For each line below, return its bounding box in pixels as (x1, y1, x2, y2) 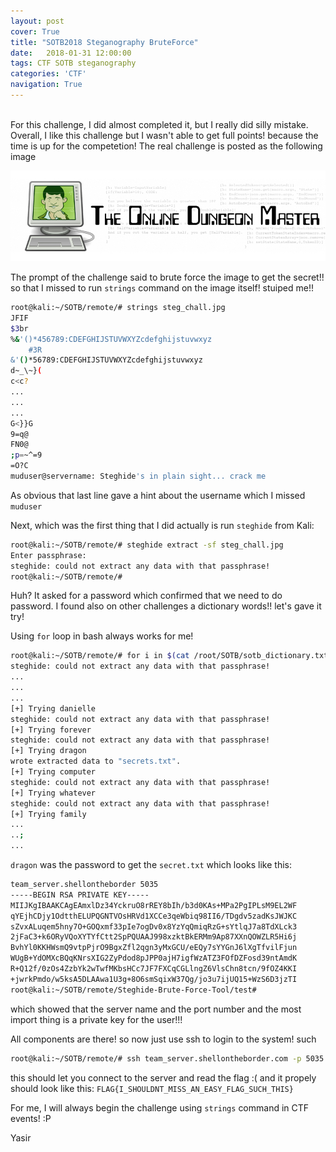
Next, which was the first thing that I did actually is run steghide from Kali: (10, 519, 315, 531)
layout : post (10, 16, 65, 26)
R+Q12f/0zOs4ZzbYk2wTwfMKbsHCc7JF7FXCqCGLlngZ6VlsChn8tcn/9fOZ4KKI (10, 964, 298, 974)
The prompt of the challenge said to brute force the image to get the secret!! (10, 271, 325, 284)
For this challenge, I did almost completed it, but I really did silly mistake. (10, 118, 309, 130)
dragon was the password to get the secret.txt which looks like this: (10, 859, 292, 871)
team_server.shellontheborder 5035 (10, 880, 159, 890)
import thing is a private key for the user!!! (10, 1013, 183, 1025)
